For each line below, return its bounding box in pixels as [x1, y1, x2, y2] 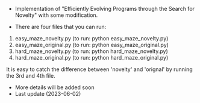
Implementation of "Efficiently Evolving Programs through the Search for [14, 5, 195, 12]
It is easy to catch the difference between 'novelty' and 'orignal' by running [6, 66, 193, 73]
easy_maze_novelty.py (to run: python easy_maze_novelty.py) [14, 35, 169, 42]
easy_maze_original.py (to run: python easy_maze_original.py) [14, 42, 169, 48]
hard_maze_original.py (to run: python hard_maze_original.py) [14, 54, 169, 61]
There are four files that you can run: [14, 23, 107, 30]
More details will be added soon [14, 84, 95, 91]
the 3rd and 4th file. [6, 72, 55, 79]
